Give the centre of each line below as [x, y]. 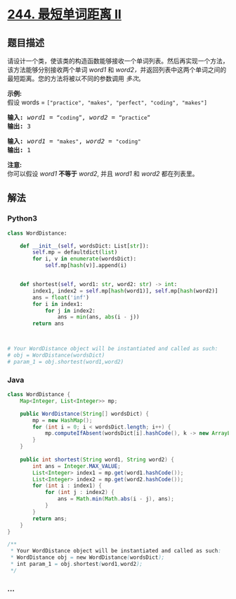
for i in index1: [58, 304]
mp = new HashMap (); [63, 420]
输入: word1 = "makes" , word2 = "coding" [74, 141]
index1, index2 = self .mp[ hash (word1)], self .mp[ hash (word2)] [125, 291]
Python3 [22, 218]
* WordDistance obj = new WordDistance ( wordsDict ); [87, 557]
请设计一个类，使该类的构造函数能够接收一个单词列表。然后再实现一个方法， [118, 61]
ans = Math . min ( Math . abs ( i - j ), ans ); [116, 499]
